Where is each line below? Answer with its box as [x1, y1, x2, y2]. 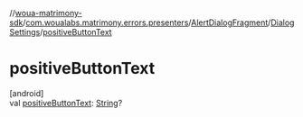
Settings [9, 27, 41, 37]
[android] [9, 87, 44, 98]
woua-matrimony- [14, 8, 83, 18]
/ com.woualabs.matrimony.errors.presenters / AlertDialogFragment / [22, 17, 271, 28]
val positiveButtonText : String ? [9, 97, 123, 108]
